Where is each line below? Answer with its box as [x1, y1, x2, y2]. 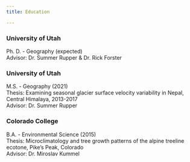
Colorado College [6, 117, 59, 125]
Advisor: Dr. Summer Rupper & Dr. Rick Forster [6, 54, 122, 61]
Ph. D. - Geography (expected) [6, 48, 83, 55]
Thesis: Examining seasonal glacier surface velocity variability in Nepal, [6, 89, 184, 96]
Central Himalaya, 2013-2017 [6, 96, 78, 103]
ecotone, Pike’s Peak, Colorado [6, 143, 84, 151]
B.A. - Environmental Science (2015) [6, 131, 97, 138]
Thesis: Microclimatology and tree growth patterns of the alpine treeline [6, 137, 185, 145]
